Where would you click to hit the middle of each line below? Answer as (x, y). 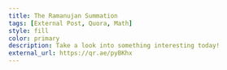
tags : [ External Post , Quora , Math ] (70, 23)
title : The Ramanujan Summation (63, 16)
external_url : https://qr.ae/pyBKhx (70, 53)
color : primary (34, 38)
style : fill (28, 31)
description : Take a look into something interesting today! (114, 46)
